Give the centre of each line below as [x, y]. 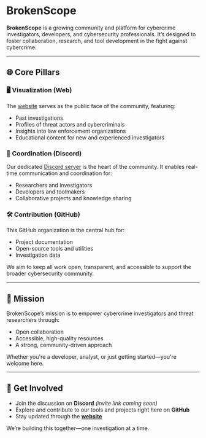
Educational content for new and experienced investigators [90, 137]
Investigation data [38, 255]
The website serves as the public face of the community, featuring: [91, 106]
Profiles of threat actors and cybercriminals [70, 124]
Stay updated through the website [59, 416]
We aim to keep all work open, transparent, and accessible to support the [99, 267]
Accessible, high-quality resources [59, 338]
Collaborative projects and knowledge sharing [73, 198]
